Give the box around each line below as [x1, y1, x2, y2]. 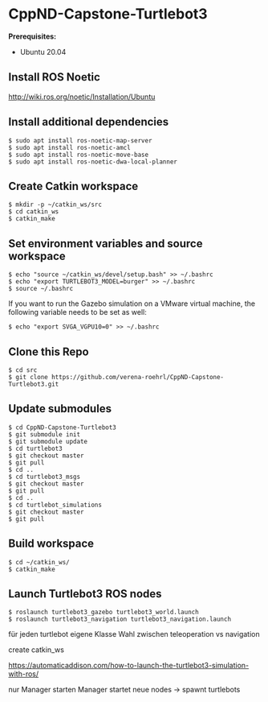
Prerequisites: [8, 31, 57, 41]
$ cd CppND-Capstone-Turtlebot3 [8, 423, 116, 432]
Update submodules [8, 402, 112, 415]
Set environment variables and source [8, 237, 203, 250]
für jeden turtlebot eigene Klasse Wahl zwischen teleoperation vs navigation [8, 630, 260, 639]
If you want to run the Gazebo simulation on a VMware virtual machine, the [8, 299, 255, 308]
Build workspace [8, 537, 95, 551]
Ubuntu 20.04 [19, 47, 67, 56]
